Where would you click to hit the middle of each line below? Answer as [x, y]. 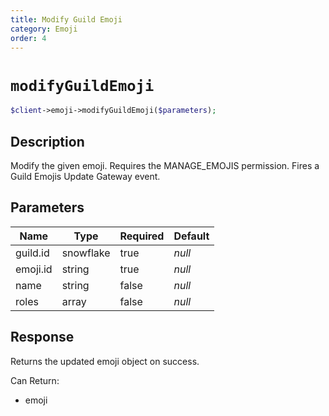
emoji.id [34, 269]
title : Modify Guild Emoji [66, 19]
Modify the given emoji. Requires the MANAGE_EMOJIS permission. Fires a [165, 165]
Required [142, 236]
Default [191, 236]
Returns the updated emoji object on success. [105, 361]
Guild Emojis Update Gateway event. [85, 176]
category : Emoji [44, 29]
